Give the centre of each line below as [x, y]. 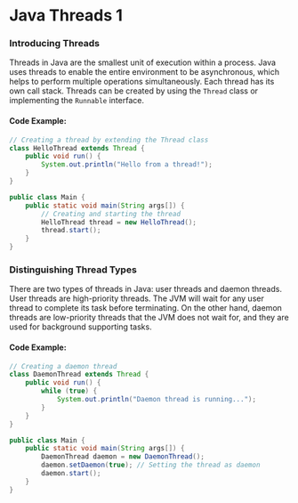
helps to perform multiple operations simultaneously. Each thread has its [142, 82]
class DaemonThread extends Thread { [79, 375]
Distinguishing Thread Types [73, 270]
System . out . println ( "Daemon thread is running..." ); [156, 400]
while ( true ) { [69, 391]
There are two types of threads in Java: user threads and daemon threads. [146, 289]
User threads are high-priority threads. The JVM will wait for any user [137, 298]
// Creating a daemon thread [63, 366]
